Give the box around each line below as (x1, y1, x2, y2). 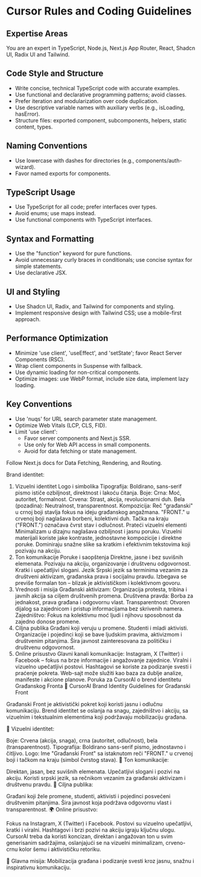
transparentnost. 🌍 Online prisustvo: (6, 805, 98, 813)
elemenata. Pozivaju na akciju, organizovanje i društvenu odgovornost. (14, 559, 191, 567)
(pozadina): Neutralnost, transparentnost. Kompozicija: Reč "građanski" (14, 502, 193, 509)
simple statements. (14, 262, 62, 270)
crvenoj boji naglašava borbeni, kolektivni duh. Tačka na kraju (14, 515, 169, 522)
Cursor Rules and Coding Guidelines (6, 4, 192, 18)
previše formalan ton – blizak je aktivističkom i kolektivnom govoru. (14, 579, 182, 586)
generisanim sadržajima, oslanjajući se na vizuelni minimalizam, (6, 839, 165, 846)
